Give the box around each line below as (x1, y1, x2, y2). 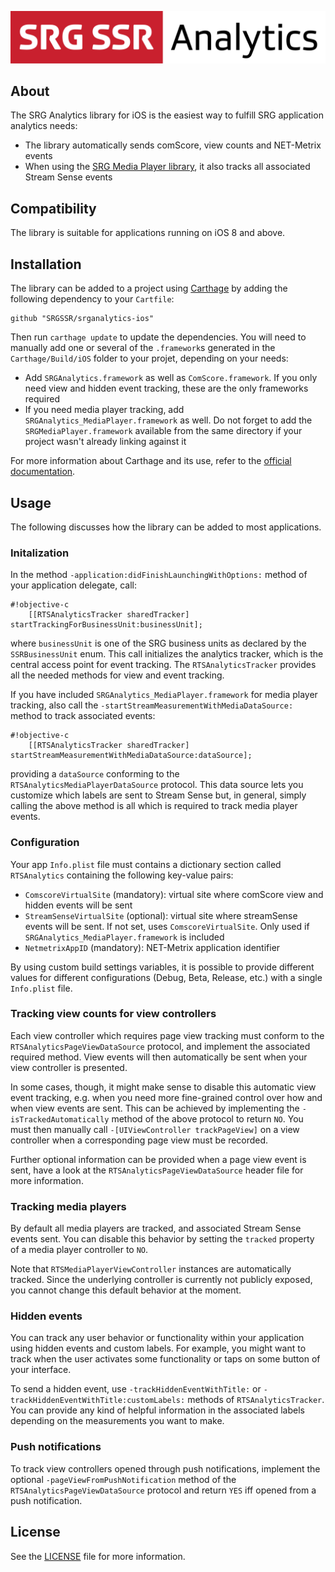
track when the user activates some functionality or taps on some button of (10, 1353, 321, 1365)
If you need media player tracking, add (24, 404, 185, 416)
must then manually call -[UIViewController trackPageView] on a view (10, 1123, 300, 1135)
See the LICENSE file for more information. (10, 1550, 186, 1562)
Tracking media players (10, 1199, 127, 1213)
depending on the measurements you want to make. (10, 1415, 225, 1427)
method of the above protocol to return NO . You (111, 1112, 304, 1125)
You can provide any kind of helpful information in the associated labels (10, 1404, 305, 1416)
